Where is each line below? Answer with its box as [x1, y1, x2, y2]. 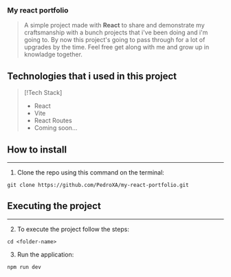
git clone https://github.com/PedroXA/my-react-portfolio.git [7, 181, 189, 188]
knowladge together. [23, 50, 82, 58]
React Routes [34, 116, 72, 125]
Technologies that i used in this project [7, 70, 177, 82]
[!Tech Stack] [23, 89, 63, 97]
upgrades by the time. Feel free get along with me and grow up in [23, 43, 210, 52]
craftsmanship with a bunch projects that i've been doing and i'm [23, 28, 208, 36]
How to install [7, 144, 67, 155]
